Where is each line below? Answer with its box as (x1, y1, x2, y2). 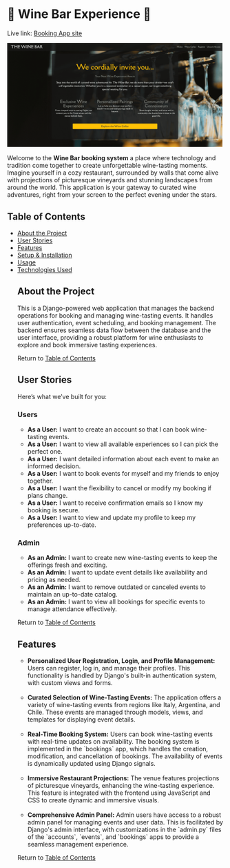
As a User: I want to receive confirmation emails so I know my (27, 499, 203, 507)
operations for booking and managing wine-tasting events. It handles (17, 311, 213, 320)
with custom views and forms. (27, 678, 113, 686)
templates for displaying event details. (27, 715, 136, 724)
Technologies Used (17, 265, 72, 273)
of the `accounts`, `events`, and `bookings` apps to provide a (27, 832, 200, 841)
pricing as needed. (27, 576, 81, 584)
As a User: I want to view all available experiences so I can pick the (27, 440, 219, 448)
